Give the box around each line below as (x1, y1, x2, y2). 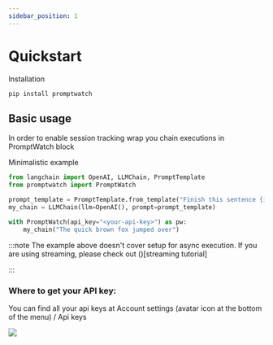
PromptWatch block (8, 142, 75, 151)
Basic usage (8, 111, 71, 125)
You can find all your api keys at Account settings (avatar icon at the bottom (8, 303, 262, 313)
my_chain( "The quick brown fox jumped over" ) (23, 225, 180, 234)
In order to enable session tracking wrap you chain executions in (8, 133, 225, 143)
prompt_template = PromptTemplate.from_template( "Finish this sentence (8, 196, 256, 204)
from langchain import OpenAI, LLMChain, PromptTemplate (8, 173, 206, 181)
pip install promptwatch (8, 90, 93, 98)
